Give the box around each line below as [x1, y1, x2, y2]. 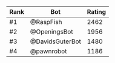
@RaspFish [30, 18, 62, 26]
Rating [87, 8, 107, 16]
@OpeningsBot [30, 28, 74, 35]
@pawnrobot [30, 47, 67, 55]
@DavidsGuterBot [30, 37, 82, 46]
